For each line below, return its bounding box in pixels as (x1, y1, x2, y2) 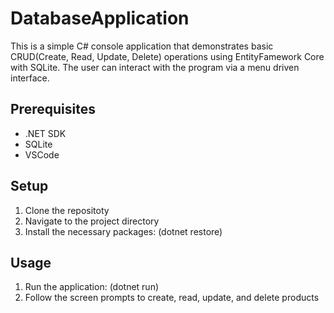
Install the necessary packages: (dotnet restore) (24, 225, 223, 237)
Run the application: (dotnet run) (24, 281, 160, 293)
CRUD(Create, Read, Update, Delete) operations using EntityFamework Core (10, 50, 325, 62)
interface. (10, 72, 50, 84)
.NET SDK (24, 127, 67, 139)
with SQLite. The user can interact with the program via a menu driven (10, 61, 300, 73)
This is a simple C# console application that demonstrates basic (10, 40, 274, 52)
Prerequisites (10, 101, 96, 118)
